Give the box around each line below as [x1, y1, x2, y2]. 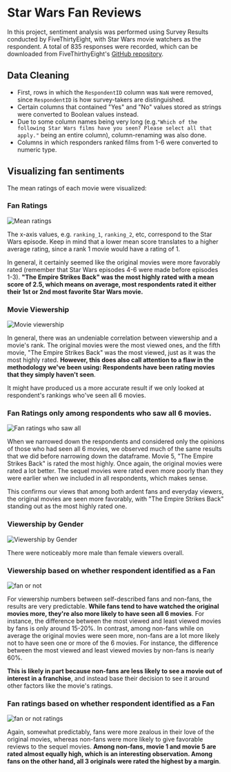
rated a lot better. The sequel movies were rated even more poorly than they [7, 467, 224, 475]
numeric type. [17, 145, 57, 153]
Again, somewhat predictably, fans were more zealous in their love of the [7, 728, 215, 736]
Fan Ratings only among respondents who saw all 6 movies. [7, 409, 212, 418]
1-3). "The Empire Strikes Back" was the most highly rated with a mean [7, 273, 214, 281]
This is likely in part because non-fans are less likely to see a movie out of [7, 667, 223, 675]
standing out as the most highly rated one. [7, 502, 128, 510]
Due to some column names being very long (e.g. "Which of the [17, 117, 198, 126]
